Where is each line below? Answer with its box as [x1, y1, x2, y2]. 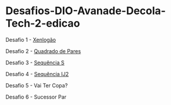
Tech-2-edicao [5, 17, 81, 30]
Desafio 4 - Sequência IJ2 [5, 70, 69, 77]
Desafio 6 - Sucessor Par [5, 93, 67, 100]
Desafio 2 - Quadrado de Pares [5, 47, 81, 54]
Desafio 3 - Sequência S [5, 59, 65, 66]
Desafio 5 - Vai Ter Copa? [5, 81, 68, 89]
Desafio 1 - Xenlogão [5, 36, 56, 43]
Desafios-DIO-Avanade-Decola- [5, 4, 166, 18]
